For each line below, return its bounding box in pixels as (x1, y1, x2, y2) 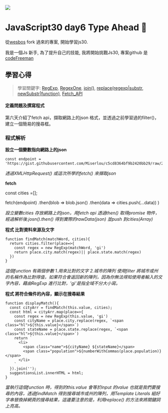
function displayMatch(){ (5, 301, 59, 306)
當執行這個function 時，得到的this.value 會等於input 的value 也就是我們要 (5, 384, 156, 391)
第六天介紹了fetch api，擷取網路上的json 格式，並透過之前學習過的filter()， (5, 115, 160, 121)
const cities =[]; (5, 190, 38, 196)
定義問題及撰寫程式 (5, 103, 45, 109)
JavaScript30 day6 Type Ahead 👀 (5, 22, 147, 33)
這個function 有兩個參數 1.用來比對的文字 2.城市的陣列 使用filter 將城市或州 (5, 268, 159, 274)
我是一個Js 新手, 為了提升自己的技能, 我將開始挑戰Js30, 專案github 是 (5, 49, 148, 55)
